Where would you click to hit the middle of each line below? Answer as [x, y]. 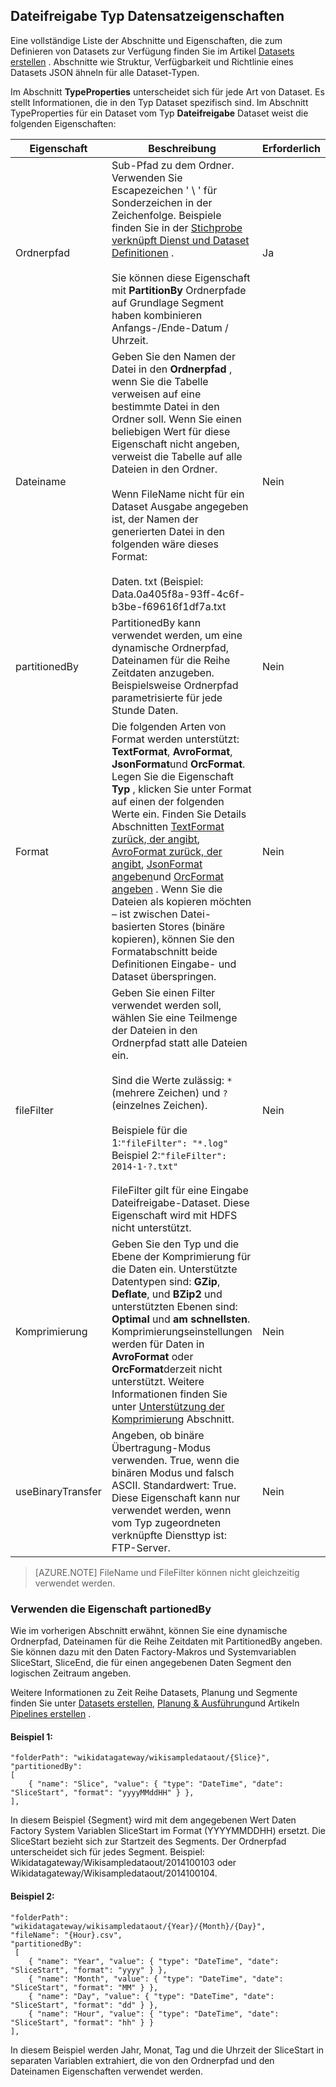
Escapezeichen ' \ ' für [164, 190]
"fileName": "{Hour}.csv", [66, 1935]
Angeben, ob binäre [158, 1435]
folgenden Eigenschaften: [63, 123]
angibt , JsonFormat [157, 864]
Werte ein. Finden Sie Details [179, 814]
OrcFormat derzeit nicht [167, 1369]
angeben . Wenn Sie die [167, 889]
